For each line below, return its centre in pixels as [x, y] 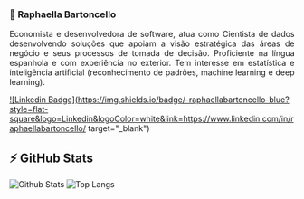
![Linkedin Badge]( [44, 99]
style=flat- [29, 109]
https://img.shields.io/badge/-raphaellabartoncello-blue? [183, 99]
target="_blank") [119, 128]
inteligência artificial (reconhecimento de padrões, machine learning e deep [152, 72]
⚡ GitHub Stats [51, 158]
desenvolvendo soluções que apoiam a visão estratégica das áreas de [152, 43]
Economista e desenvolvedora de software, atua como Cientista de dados [152, 34]
